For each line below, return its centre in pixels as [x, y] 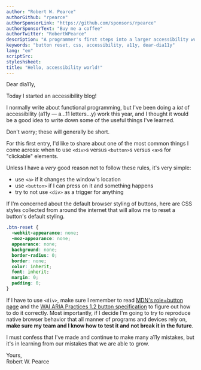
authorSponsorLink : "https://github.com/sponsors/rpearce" [81, 23]
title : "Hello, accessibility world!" [54, 67]
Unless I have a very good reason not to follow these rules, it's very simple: [99, 168]
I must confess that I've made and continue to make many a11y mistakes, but [100, 337]
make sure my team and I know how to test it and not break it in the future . [100, 325]
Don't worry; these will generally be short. [58, 132]
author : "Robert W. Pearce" [41, 12]
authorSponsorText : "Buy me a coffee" [54, 28]
